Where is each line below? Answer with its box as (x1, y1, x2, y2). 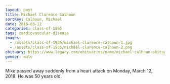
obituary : (5, 49, 26, 54)
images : (5, 36, 22, 41)
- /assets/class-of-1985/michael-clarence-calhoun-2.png (10, 45, 133, 50)
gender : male (5, 54, 33, 59)
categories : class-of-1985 (5, 26, 62, 31)
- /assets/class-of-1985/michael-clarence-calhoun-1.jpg (10, 40, 133, 45)
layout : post (5, 7, 33, 13)
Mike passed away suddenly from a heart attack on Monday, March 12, (5, 68, 153, 74)
